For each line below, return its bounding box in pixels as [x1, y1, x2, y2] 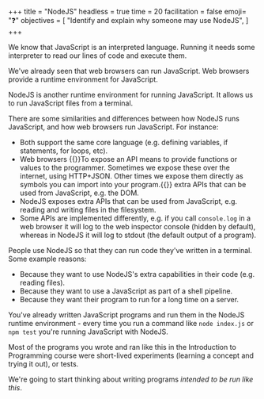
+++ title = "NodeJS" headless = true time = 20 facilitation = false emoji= [8, 7, 247, 16]
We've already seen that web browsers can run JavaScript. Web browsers [8, 67, 250, 75]
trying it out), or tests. [8, 359, 79, 368]
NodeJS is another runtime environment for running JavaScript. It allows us [8, 90, 254, 99]
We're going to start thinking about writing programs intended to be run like [8, 374, 254, 384]
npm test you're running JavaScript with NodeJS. [8, 327, 168, 336]
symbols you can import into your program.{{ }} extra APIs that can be [19, 180, 247, 189]
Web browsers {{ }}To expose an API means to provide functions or [19, 155, 238, 163]
